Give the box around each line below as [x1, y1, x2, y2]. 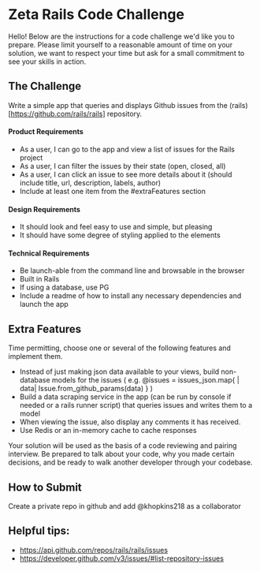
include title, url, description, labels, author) [19, 177, 162, 187]
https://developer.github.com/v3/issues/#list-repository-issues [19, 554, 225, 563]
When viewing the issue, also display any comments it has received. [19, 417, 241, 427]
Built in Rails [19, 274, 60, 284]
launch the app [19, 300, 69, 309]
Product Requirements [8, 127, 84, 136]
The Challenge [8, 80, 82, 93]
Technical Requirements [8, 248, 90, 258]
